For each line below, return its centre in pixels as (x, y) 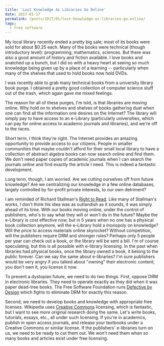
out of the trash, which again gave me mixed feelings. (59, 93)
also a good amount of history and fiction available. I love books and (74, 58)
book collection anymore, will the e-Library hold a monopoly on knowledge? (82, 225)
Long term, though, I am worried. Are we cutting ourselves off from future (79, 179)
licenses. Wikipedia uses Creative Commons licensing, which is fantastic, (79, 307)
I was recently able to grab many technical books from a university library (79, 83)
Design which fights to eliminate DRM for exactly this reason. (67, 292)
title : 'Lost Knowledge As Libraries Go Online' (56, 10)
